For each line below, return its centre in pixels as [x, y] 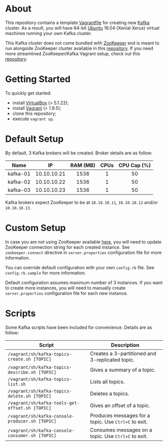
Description [125, 345]
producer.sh [22, 421]
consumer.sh [22, 435]
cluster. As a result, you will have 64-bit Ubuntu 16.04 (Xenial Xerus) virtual [82, 28]
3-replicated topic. [112, 360]
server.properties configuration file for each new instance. [66, 293]
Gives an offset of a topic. [120, 405]
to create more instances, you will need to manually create [65, 288]
